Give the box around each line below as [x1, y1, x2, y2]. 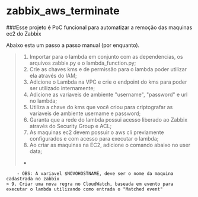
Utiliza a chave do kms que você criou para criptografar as [29, 103, 173, 110]
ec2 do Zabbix [6, 30, 41, 37]
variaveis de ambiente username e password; [29, 110, 141, 117]
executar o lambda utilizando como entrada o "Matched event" [6, 186, 163, 192]
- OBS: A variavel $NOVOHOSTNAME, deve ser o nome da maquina [17, 170, 174, 176]
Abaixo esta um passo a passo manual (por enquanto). [6, 42, 140, 49]
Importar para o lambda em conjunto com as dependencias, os [29, 53, 183, 60]
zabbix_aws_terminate [6, 4, 120, 18]
